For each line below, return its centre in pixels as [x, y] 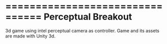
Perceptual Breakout [88, 17]
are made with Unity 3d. [31, 36]
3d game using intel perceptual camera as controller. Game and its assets [82, 30]
